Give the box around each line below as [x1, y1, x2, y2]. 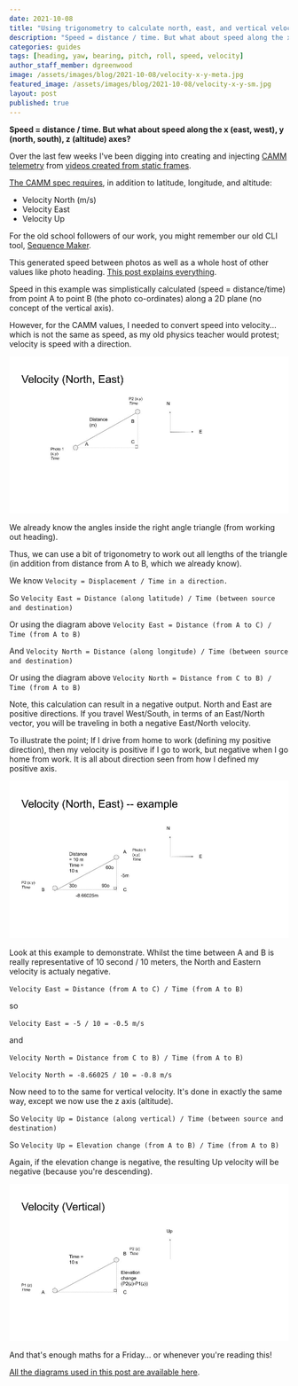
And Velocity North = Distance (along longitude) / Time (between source [9, 646, 288, 656]
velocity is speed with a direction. [9, 338, 132, 349]
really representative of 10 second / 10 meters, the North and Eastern [9, 956, 262, 967]
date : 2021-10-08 [9, 14, 74, 23]
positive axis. [9, 763, 58, 773]
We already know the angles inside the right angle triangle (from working [9, 522, 276, 532]
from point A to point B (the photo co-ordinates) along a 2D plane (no [9, 293, 262, 303]
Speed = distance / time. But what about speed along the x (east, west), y [9, 124, 285, 135]
